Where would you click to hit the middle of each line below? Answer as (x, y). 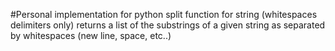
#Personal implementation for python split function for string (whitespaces (164, 14)
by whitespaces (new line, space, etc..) (91, 35)
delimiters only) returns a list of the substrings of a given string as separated (168, 25)
